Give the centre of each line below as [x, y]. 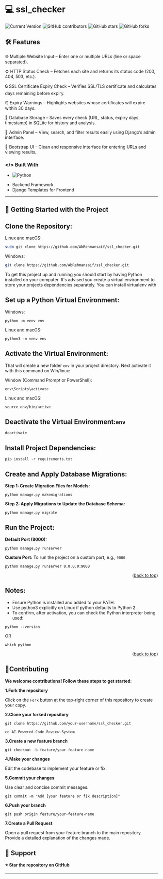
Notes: [15, 591]
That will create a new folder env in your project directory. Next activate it [78, 365]
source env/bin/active [28, 407]
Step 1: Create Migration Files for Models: [48, 486]
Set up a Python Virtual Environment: [62, 300]
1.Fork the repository [26, 690]
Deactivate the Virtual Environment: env [65, 422]
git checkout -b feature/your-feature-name [50, 750]
